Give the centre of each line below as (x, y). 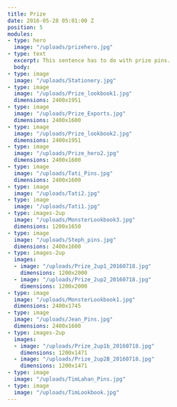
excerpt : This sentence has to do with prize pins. (92, 61)
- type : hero (27, 41)
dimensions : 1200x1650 (47, 226)
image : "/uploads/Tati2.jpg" (57, 194)
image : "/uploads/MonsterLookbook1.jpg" (75, 300)
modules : (20, 34)
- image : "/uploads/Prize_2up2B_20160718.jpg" (84, 359)
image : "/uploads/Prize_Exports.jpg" (70, 114)
